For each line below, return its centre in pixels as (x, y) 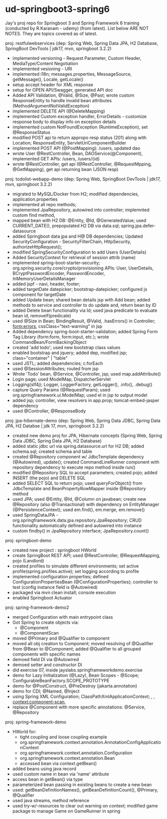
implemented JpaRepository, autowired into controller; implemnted (81, 210)
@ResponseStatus (31, 132)
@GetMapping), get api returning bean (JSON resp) (65, 169)
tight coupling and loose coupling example (63, 737)
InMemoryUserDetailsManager (44, 278)
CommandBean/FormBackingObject (49, 342)
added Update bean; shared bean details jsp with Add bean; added (81, 299)
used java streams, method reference (51, 800)
